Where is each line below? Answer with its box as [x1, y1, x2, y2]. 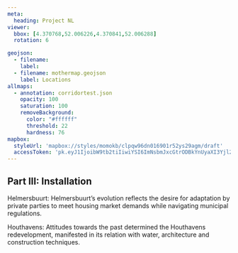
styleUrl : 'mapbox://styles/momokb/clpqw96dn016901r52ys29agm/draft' [13, 142, 223, 149]
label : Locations [20, 76, 72, 83]
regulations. [7, 209, 42, 217]
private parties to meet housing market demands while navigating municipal [7, 201, 229, 210]
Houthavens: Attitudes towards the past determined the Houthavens [7, 222, 206, 231]
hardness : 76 [25, 129, 65, 136]
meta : [7, 10, 23, 18]
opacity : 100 [20, 96, 59, 103]
